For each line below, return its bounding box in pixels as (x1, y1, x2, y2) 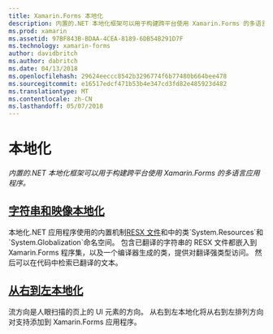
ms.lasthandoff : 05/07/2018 (8, 102, 104, 110)
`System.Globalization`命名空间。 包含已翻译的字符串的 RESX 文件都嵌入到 (8, 237, 258, 247)
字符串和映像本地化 (8, 204, 105, 218)
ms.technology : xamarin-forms (8, 42, 111, 50)
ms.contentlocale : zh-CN (8, 95, 93, 103)
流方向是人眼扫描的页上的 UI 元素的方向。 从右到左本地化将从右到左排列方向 (8, 306, 264, 316)
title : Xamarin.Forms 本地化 (8, 11, 104, 20)
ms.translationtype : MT (8, 87, 89, 96)
